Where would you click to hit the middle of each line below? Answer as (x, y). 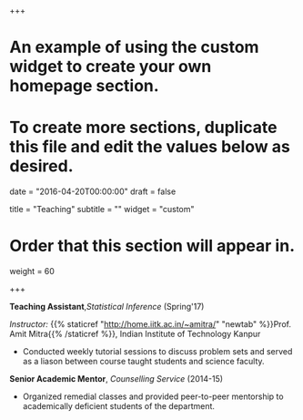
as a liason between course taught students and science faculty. (144, 362)
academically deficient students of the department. (119, 406)
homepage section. (84, 86)
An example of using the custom (134, 47)
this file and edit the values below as (150, 147)
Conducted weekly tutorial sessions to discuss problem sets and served (157, 352)
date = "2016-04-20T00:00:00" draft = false (93, 191)
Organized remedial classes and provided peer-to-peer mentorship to (153, 396)
